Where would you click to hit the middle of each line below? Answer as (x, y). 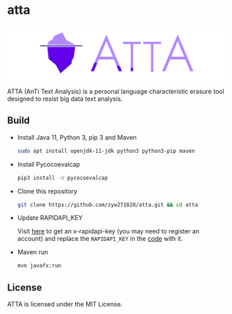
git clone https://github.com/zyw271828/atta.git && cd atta (108, 205)
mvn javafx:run (39, 266)
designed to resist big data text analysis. (65, 99)
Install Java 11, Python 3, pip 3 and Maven (77, 137)
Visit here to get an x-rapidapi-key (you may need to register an (108, 231)
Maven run (33, 252)
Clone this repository (47, 191)
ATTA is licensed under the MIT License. (65, 304)
